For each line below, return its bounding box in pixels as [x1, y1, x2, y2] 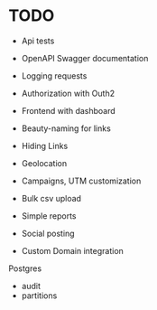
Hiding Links [21, 140, 69, 151]
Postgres [8, 263, 42, 274]
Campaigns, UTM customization [21, 175, 142, 186]
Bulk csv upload [21, 193, 82, 203]
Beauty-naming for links [21, 123, 112, 134]
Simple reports [21, 210, 77, 221]
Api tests [21, 35, 55, 46]
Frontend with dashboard [21, 105, 116, 116]
